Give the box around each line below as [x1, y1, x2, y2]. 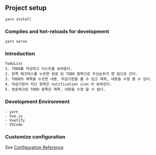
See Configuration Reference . [5, 144, 65, 150]
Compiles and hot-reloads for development [5, 28, 110, 34]
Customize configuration [5, 133, 66, 140]
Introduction [5, 51, 35, 57]
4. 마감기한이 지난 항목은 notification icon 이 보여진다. [5, 82, 112, 87]
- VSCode [5, 122, 23, 127]
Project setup [5, 4, 47, 12]
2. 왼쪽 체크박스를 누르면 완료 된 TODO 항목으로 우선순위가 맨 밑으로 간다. [5, 71, 138, 77]
